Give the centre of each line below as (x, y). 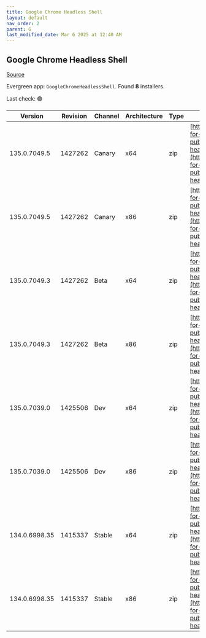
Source (15, 74)
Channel (107, 116)
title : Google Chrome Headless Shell (55, 12)
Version (32, 116)
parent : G (19, 29)
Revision (74, 116)
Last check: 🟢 (25, 98)
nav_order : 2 (23, 23)
